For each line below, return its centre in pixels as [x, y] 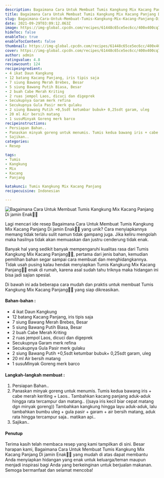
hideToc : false [20, 32]
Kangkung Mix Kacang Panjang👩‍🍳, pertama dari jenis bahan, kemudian [76, 254]
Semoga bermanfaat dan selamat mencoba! [49, 470]
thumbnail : [16, 46]
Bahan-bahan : [20, 301]
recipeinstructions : [26, 123]
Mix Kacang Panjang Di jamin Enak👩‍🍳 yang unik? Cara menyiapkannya [76, 229]
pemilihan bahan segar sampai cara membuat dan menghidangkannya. [76, 259]
